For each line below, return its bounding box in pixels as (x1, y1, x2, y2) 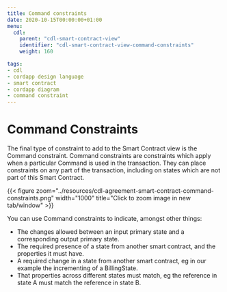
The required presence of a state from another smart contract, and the (16, 242, 216, 250)
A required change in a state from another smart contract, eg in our (16, 257, 206, 265)
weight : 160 (19, 49, 53, 55)
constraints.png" (7, 194, 55, 202)
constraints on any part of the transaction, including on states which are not (7, 166, 221, 174)
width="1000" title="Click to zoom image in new (55, 194, 191, 202)
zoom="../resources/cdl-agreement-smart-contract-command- (36, 187, 214, 195)
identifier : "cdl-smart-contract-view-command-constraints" (19, 42, 194, 49)
